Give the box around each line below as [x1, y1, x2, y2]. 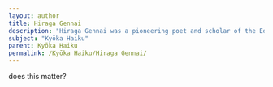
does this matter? [8, 72, 67, 81]
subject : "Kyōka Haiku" [8, 34, 89, 43]
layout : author [8, 11, 60, 20]
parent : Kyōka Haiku [8, 42, 79, 50]
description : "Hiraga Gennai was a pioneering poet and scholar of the [8, 27, 256, 35]
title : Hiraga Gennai [8, 19, 82, 27]
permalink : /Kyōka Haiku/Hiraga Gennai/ [8, 49, 148, 57]
